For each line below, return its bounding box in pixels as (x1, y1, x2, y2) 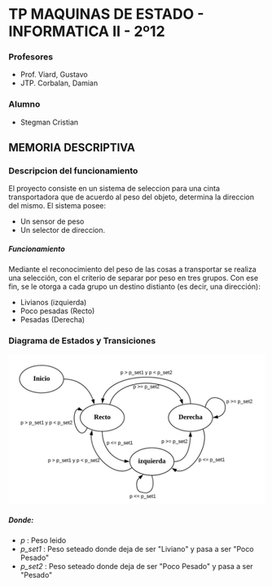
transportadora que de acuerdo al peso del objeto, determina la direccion (8, 192, 255, 202)
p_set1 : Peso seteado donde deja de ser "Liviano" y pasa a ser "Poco (20, 544, 254, 554)
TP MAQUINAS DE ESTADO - (8, 5, 204, 24)
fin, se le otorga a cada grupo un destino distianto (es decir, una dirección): (8, 282, 261, 291)
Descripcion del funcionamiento (8, 165, 138, 177)
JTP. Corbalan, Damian (20, 78, 99, 88)
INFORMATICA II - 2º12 (8, 22, 165, 41)
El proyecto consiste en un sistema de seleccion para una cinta (8, 184, 221, 194)
